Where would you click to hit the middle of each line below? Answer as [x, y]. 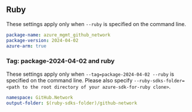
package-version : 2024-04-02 [42, 40]
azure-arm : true [26, 46]
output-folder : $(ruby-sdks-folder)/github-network [72, 103]
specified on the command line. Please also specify [69, 80]
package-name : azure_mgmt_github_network [58, 35]
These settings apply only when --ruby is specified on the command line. [96, 24]
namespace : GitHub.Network [40, 97]
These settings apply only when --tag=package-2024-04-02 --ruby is [90, 74]
